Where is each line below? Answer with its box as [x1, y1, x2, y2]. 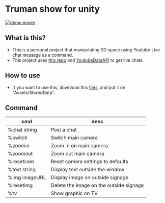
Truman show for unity [5, 3, 100, 15]
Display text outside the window [51, 166, 124, 173]
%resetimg [7, 182, 33, 189]
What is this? [5, 34, 46, 42]
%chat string [7, 126, 37, 133]
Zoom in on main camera [51, 142, 108, 149]
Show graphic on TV [51, 190, 98, 197]
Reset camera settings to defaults [51, 158, 129, 165]
